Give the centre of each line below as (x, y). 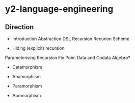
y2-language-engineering (59, 9)
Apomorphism (27, 95)
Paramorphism (27, 86)
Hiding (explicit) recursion (38, 48)
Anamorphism (26, 76)
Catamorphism (27, 67)
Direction (20, 27)
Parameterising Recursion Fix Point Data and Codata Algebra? (68, 58)
